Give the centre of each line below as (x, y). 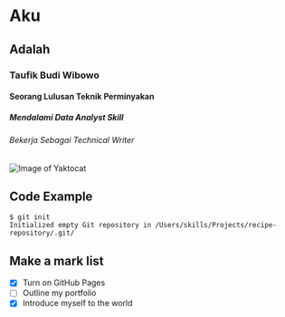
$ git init (30, 217)
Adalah (30, 49)
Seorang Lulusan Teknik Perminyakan (82, 97)
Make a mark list (57, 260)
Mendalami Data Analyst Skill (66, 117)
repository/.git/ (42, 233)
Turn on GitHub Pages (64, 283)
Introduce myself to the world (77, 303)
